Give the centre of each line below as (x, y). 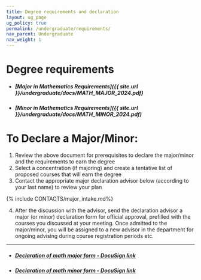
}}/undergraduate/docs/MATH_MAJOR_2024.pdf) (79, 93)
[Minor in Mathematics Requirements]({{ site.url (76, 108)
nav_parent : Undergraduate (40, 34)
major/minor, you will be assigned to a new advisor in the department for (104, 230)
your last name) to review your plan (58, 187)
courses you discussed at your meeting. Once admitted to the (91, 224)
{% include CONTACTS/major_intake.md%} (60, 199)
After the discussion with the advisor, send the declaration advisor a (99, 210)
